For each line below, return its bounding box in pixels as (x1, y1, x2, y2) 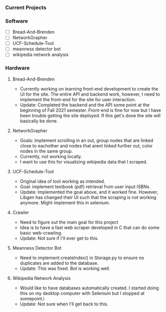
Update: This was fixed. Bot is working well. (20, 265, 110, 271)
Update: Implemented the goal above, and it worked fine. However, (20, 189, 158, 195)
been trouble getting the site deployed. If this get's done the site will (20, 112, 161, 118)
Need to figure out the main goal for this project (20, 219, 119, 225)
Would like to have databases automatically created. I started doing (20, 285, 159, 291)
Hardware (5, 64, 30, 71)
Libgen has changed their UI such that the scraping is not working (20, 194, 156, 200)
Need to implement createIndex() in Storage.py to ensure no (20, 255, 144, 261)
